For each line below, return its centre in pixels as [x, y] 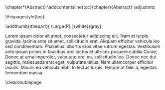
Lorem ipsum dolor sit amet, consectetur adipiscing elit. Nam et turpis [77, 36]
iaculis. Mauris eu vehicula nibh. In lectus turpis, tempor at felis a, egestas [81, 67]
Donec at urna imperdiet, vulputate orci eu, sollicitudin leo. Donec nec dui [81, 57]
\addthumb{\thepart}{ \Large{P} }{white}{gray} [53, 26]
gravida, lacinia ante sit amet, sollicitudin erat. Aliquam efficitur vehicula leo [82, 41]
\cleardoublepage [23, 82]
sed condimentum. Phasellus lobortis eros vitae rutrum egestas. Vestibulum [83, 46]
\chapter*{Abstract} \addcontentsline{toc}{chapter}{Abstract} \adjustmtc [80, 7]
